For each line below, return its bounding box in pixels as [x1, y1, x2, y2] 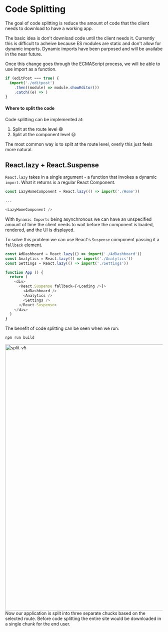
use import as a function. [5, 66, 56, 72]
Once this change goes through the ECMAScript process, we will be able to [5, 61, 160, 67]
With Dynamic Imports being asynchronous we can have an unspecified [5, 216, 152, 222]
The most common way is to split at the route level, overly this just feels [5, 141, 152, 147]
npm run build [5, 335, 35, 340]
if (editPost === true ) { [5, 76, 59, 81]
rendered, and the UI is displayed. [5, 227, 75, 233]
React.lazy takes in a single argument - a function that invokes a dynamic [5, 174, 157, 180]
